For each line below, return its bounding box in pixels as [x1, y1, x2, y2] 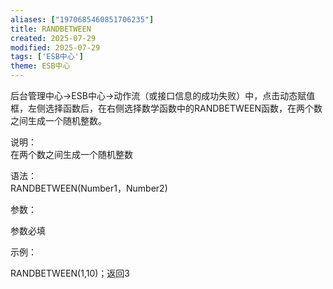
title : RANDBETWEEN [10, 24, 92, 34]
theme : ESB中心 [10, 61, 71, 71]
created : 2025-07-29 [10, 33, 97, 43]
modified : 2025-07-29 [10, 42, 101, 53]
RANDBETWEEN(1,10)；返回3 [10, 267, 131, 279]
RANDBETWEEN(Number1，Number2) [10, 182, 168, 194]
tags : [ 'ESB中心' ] [10, 52, 84, 62]
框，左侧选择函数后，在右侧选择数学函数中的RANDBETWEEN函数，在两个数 [10, 102, 323, 114]
